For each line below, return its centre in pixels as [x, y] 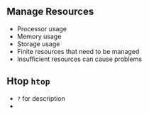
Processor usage [42, 28]
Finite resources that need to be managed [78, 51]
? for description [41, 98]
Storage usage [38, 44]
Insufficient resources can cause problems [79, 59]
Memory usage [39, 36]
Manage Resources [50, 12]
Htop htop [28, 81]
